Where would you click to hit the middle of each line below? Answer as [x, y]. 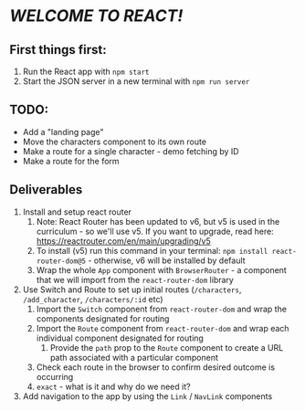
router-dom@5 [61, 261]
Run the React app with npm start [86, 71]
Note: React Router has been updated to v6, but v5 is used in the [158, 221]
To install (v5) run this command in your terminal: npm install [152, 250]
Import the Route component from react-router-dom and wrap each [163, 328]
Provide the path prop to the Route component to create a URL [167, 347]
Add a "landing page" [63, 132]
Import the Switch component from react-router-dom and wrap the [162, 309]
